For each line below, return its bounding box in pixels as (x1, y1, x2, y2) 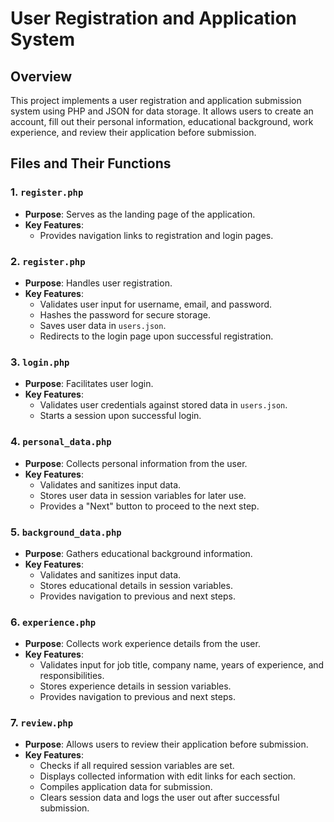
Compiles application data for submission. (39, 781, 213, 793)
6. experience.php (10, 615, 97, 629)
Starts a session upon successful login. (39, 410, 202, 422)
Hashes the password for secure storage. (39, 308, 211, 321)
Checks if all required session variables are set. (39, 760, 235, 772)
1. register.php (10, 185, 84, 199)
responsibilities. (39, 670, 105, 682)
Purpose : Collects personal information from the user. (24, 457, 248, 469)
